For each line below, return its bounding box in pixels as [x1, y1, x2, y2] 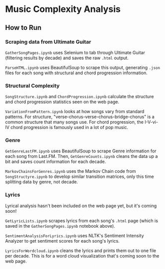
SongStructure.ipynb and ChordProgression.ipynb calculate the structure [5, 94, 154, 100]
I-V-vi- [145, 119, 158, 125]
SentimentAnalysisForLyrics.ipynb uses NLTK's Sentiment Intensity [5, 233, 144, 239]
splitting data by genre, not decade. [5, 179, 78, 185]
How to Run [5, 23, 42, 32]
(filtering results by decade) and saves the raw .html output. [5, 55, 129, 61]
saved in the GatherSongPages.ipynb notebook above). [5, 223, 115, 229]
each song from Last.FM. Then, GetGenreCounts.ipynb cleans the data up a [5, 153, 158, 159]
